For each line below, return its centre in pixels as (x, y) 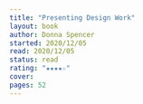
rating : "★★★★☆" (40, 69)
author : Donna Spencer (52, 34)
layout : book (34, 26)
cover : (22, 77)
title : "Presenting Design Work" (72, 18)
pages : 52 (28, 85)
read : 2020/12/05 (42, 52)
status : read (34, 60)
